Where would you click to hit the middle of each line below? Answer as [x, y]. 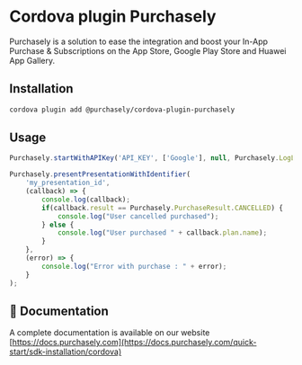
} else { [58, 225]
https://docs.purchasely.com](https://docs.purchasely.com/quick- [134, 343]
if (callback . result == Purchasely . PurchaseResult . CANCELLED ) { [162, 208]
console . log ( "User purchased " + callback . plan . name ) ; [162, 233]
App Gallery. [32, 60]
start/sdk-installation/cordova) [66, 352]
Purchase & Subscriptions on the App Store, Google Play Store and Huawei [148, 50]
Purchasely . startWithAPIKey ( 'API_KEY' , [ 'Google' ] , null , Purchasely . [144, 158]
